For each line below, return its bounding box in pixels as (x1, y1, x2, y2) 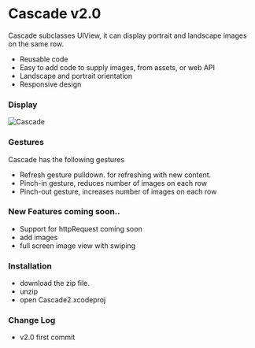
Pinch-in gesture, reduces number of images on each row (19, 178, 207, 187)
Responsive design (19, 80, 82, 89)
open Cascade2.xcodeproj (19, 295, 106, 305)
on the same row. (8, 39, 65, 48)
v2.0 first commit (19, 332, 76, 342)
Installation (8, 261, 53, 272)
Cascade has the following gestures (8, 154, 124, 164)
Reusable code (19, 54, 68, 64)
